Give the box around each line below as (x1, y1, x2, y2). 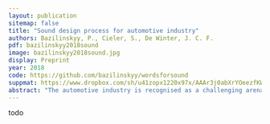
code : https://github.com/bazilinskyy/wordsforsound (8, 71, 189, 79)
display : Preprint (8, 57, 70, 65)
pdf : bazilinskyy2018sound (8, 42, 99, 50)
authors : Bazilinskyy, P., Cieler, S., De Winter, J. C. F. (8, 34, 215, 42)
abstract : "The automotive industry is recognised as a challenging (8, 86, 243, 94)
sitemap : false (8, 19, 59, 27)
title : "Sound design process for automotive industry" (8, 26, 199, 34)
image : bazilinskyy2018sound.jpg (8, 49, 121, 57)
